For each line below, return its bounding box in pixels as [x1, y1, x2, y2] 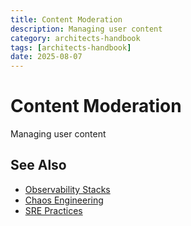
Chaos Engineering [24, 194, 104, 206]
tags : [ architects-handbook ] [10, 42, 132, 53]
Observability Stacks [24, 183, 111, 195]
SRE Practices [24, 204, 83, 216]
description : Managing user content [10, 24, 163, 34]
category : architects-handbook [10, 33, 141, 43]
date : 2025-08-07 [10, 52, 83, 62]
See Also [10, 157, 67, 174]
